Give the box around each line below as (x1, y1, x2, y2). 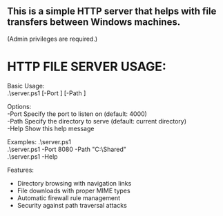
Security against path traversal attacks (17, 201, 128, 209)
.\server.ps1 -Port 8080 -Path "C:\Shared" (7, 145, 126, 153)
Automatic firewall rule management (17, 193, 121, 202)
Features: (7, 166, 35, 174)
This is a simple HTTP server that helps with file (7, 6, 217, 17)
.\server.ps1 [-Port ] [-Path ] (7, 89, 86, 97)
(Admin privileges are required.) (7, 35, 98, 43)
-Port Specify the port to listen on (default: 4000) (7, 110, 147, 118)
